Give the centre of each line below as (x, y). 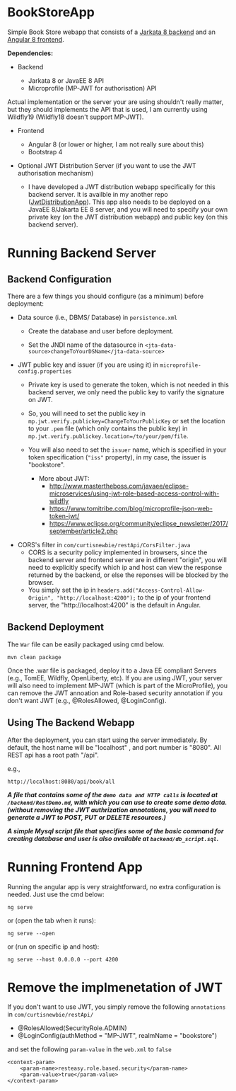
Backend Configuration (59, 279)
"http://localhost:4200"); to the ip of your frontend (134, 597)
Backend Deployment (56, 627)
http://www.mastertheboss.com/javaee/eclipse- (119, 486)
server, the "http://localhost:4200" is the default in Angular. (114, 605)
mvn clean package (34, 657)
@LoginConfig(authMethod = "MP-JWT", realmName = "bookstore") (117, 1036)
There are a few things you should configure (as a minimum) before (105, 296)
